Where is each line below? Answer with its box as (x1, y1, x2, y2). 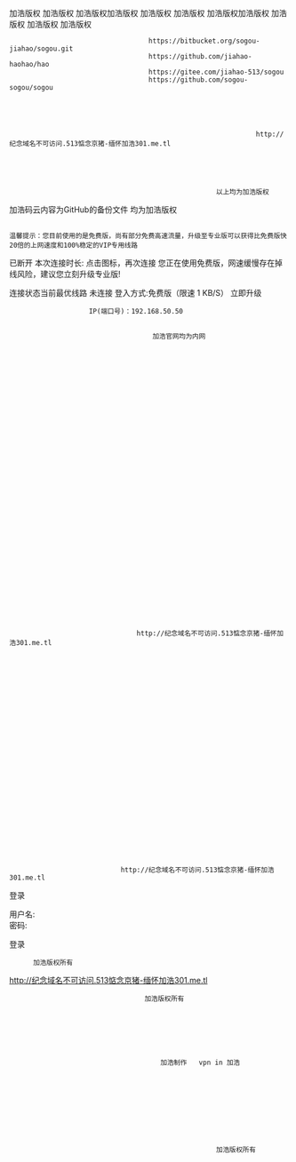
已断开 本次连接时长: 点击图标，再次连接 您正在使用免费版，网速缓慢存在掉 (9, 258, 283, 268)
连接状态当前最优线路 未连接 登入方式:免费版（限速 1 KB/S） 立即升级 (9, 288, 262, 298)
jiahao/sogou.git (9, 44, 74, 53)
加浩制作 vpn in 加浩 (160, 1058, 240, 1067)
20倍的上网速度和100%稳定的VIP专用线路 (9, 241, 138, 250)
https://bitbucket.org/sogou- (148, 36, 260, 45)
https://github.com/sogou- (148, 76, 249, 84)
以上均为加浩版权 (216, 187, 269, 196)
